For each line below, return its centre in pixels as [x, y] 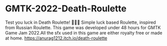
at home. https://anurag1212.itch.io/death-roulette [56, 38]
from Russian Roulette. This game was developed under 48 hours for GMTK [83, 27]
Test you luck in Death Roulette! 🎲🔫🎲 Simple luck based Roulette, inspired [81, 22]
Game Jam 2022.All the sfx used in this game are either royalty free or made [84, 33]
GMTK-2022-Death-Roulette [66, 9]
